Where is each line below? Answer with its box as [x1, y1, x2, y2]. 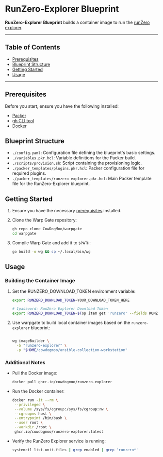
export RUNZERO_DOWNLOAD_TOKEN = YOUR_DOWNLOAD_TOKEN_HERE [12, 298, 130, 303]
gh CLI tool [12, 118, 34, 123]
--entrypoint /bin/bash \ [14, 416, 67, 421]
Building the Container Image [5, 277, 75, 284]
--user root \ [14, 420, 43, 425]
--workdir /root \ [14, 425, 52, 430]
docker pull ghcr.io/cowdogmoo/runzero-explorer [12, 380, 113, 385]
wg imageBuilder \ [12, 339, 49, 343]
